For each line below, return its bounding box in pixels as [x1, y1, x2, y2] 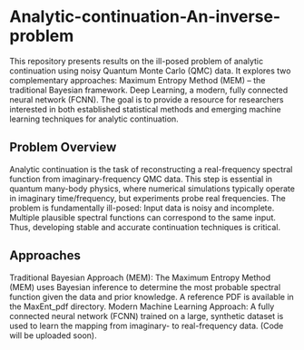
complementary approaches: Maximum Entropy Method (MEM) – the [9, 74, 266, 85]
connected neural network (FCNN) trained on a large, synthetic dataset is [9, 310, 284, 321]
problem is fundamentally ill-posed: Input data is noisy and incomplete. [9, 202, 275, 213]
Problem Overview [9, 140, 117, 155]
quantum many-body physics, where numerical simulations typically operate [9, 183, 295, 194]
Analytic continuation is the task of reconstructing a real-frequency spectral [9, 163, 293, 174]
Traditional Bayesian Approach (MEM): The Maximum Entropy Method [9, 272, 271, 283]
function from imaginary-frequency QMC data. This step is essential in [9, 173, 273, 184]
